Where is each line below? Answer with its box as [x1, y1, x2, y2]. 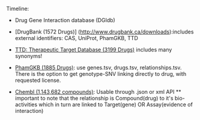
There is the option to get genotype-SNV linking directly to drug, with [14, 70, 187, 77]
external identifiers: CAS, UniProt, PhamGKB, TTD [14, 35, 138, 41]
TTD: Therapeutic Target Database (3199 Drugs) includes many [14, 46, 172, 53]
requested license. [14, 77, 61, 84]
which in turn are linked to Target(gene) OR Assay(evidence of [38, 101, 193, 108]
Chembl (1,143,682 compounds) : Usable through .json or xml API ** [14, 88, 181, 95]
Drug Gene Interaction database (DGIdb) [14, 17, 115, 23]
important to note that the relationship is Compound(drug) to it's [14, 95, 174, 101]
